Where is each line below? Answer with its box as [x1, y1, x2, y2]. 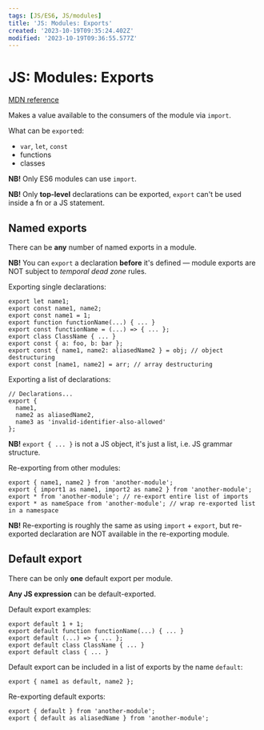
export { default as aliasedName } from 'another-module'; [8, 714, 210, 722]
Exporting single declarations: [8, 282, 106, 291]
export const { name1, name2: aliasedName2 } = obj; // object [8, 347, 224, 355]
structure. [8, 447, 41, 457]
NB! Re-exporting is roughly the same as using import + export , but [8, 521, 230, 530]
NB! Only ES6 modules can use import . [8, 174, 138, 184]
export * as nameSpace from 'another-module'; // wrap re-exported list [8, 499, 256, 507]
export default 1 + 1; [8, 620, 84, 628]
